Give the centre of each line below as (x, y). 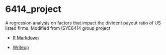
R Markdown (26, 38)
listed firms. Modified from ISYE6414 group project (58, 28)
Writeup (21, 47)
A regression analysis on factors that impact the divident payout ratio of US (83, 23)
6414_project (33, 9)
